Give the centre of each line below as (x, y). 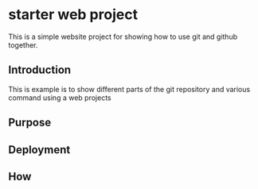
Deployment (39, 150)
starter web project (73, 15)
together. (23, 44)
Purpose (30, 123)
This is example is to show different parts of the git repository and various (129, 89)
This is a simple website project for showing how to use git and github (123, 37)
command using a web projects (60, 98)
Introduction (40, 70)
